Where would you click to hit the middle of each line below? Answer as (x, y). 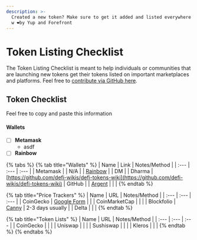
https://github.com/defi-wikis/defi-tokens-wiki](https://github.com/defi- (96, 177)
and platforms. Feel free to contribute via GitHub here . (72, 81)
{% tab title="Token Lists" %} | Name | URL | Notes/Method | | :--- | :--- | (95, 219)
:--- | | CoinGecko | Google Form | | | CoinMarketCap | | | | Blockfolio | (91, 202)
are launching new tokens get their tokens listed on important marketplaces (98, 74)
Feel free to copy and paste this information (59, 113)
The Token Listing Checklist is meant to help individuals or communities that (98, 68)
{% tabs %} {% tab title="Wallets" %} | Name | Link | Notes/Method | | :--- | (98, 165)
